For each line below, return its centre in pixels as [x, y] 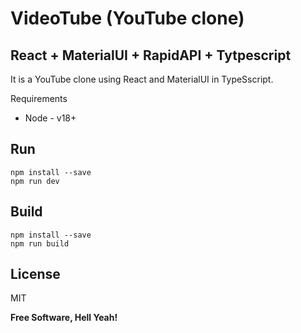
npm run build [40, 243]
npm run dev [35, 181]
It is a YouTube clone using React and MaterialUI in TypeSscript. [142, 79]
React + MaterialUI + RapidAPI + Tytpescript [151, 55]
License [35, 274]
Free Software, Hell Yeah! [64, 318]
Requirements [39, 98]
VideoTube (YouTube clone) [127, 18]
